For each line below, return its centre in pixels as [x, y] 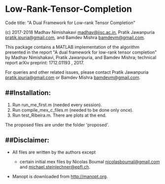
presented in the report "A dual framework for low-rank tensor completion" [81, 52]
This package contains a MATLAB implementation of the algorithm [72, 47]
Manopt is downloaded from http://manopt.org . [60, 176]
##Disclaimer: [27, 140]
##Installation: [28, 93]
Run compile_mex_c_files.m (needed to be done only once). [73, 110]
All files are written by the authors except [54, 152]
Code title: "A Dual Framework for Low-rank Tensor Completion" [70, 23]
